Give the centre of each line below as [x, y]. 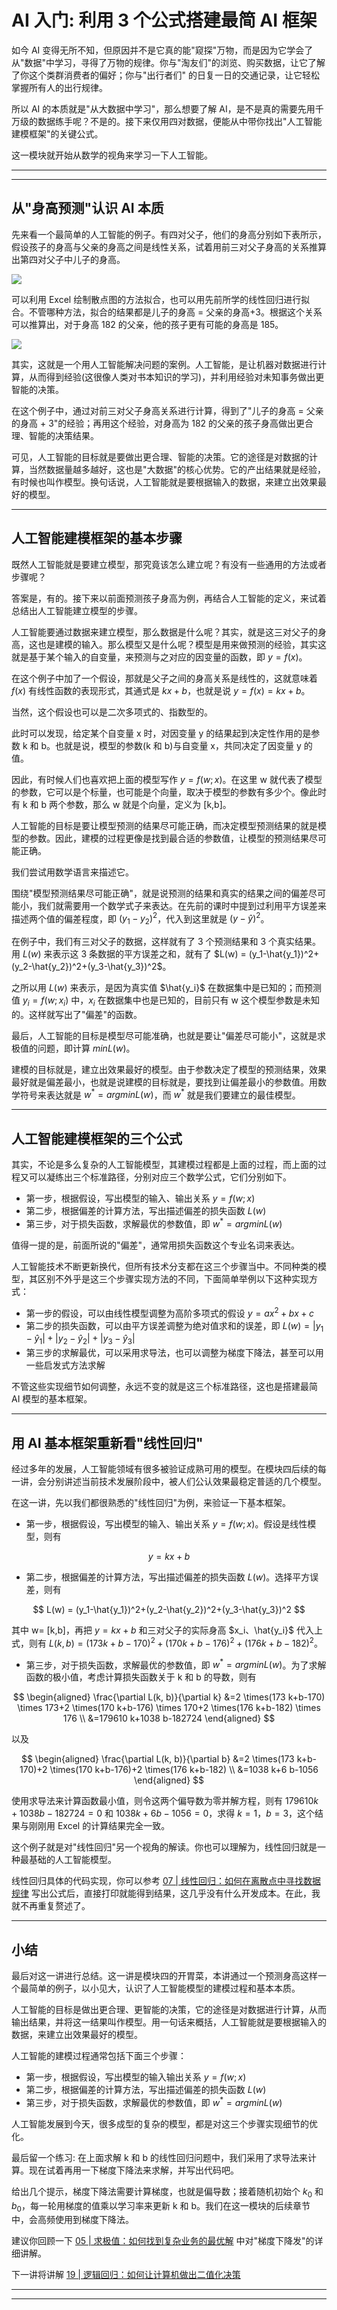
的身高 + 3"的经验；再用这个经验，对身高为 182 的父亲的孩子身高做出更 [158, 423]
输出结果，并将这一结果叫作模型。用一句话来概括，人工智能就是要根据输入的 [169, 2022]
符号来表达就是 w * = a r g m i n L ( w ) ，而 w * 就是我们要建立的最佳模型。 [160, 1094]
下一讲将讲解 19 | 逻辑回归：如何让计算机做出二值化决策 [126, 2275]
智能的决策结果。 [63, 435]
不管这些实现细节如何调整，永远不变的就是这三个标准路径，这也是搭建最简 [164, 1387]
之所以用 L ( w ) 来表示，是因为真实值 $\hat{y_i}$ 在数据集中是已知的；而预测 [167, 988]
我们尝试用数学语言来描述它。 [72, 872]
